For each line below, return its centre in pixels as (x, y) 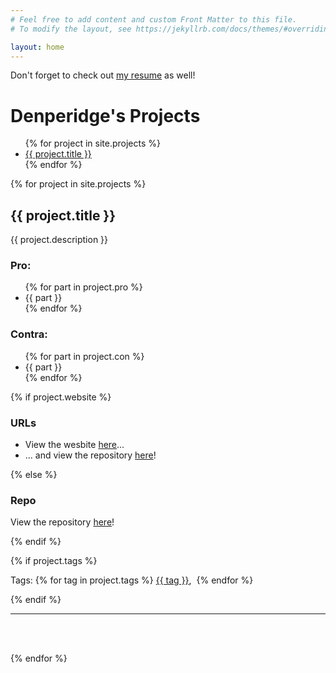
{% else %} (34, 475)
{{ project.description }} (59, 240)
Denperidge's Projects (105, 115)
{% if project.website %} (61, 397)
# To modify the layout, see (71, 29)
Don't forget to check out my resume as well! (103, 75)
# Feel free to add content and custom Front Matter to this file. (154, 19)
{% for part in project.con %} (84, 356)
